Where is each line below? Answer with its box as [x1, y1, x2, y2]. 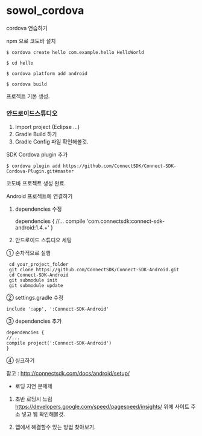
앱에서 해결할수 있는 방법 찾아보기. [14, 423, 96, 431]
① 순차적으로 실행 [6, 249, 51, 257]
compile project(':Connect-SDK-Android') [6, 340, 112, 346]
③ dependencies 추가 [6, 317, 62, 325]
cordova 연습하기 [6, 24, 48, 31]
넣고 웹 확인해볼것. [21, 411, 65, 418]
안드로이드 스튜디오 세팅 [14, 237, 72, 244]
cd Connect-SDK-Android [8, 272, 69, 279]
